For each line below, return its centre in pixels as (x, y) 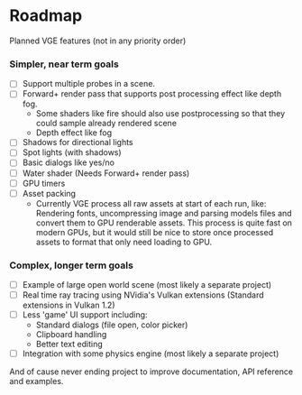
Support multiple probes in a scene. (89, 84)
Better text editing (69, 344)
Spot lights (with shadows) (72, 152)
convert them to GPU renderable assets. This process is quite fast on (164, 223)
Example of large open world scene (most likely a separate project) (147, 285)
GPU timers (44, 183)
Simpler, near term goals (64, 64)
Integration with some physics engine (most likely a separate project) (151, 354)
